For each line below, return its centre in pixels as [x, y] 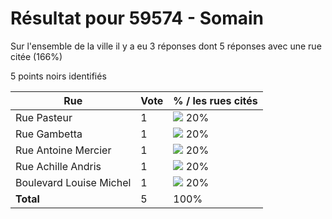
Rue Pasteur [44, 117]
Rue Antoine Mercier [63, 150]
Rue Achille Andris [58, 166]
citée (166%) [36, 56]
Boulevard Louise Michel [73, 182]
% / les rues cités [215, 100]
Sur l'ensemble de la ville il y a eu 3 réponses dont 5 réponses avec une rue [166, 46]
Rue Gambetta [49, 134]
